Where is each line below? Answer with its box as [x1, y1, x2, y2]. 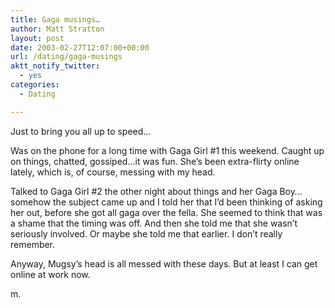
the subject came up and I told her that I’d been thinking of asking [53, 196, 323, 208]
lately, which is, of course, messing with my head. [10, 166, 216, 178]
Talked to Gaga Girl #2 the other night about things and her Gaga [10, 185, 278, 197]
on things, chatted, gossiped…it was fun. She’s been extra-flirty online [10, 155, 300, 167]
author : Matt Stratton [10, 24, 105, 34]
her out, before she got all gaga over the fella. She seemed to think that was [10, 206, 323, 218]
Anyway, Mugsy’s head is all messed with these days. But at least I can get [10, 257, 318, 270]
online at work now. [10, 268, 91, 280]
